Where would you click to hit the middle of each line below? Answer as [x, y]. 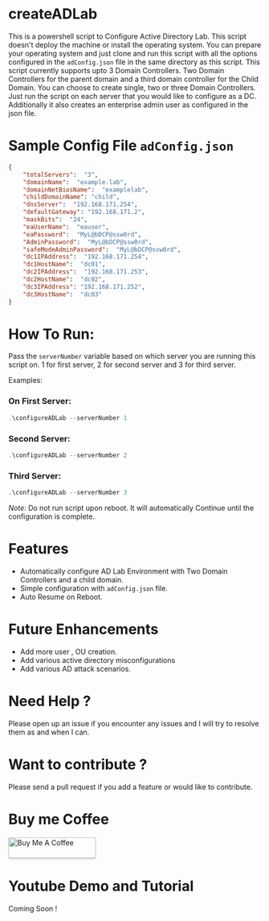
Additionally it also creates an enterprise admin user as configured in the [128, 105]
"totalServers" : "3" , [61, 175]
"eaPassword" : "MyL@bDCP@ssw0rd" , [82, 234]
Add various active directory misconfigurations [98, 660]
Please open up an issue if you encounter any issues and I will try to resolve [134, 723]
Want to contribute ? [78, 764]
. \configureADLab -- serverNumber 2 [68, 455]
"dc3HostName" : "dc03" [63, 294]
